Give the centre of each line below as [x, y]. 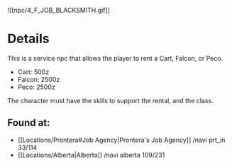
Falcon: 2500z [39, 79]
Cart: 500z [33, 72]
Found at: [29, 123]
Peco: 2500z [36, 87]
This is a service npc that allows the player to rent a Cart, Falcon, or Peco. [115, 58]
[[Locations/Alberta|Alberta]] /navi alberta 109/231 [91, 155]
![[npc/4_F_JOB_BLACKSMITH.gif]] [59, 10]
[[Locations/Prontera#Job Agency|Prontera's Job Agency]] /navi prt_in [121, 140]
